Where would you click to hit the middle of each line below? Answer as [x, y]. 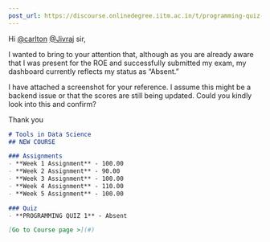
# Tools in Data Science [50, 134]
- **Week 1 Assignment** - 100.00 [66, 164]
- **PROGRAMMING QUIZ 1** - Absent [68, 215]
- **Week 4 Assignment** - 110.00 [66, 186]
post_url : [25, 16]
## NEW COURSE [32, 142]
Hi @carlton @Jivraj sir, [47, 39]
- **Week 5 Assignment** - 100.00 [66, 194]
